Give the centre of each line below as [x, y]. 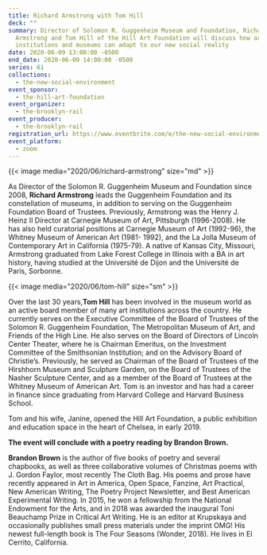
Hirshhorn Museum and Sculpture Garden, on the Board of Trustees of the [130, 370]
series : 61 [26, 68]
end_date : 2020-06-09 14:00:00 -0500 [71, 60]
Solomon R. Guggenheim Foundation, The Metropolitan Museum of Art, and [132, 328]
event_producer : [35, 119]
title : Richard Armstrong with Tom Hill [76, 16]
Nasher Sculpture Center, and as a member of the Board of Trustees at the [130, 378]
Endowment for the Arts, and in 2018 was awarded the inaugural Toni [121, 509]
